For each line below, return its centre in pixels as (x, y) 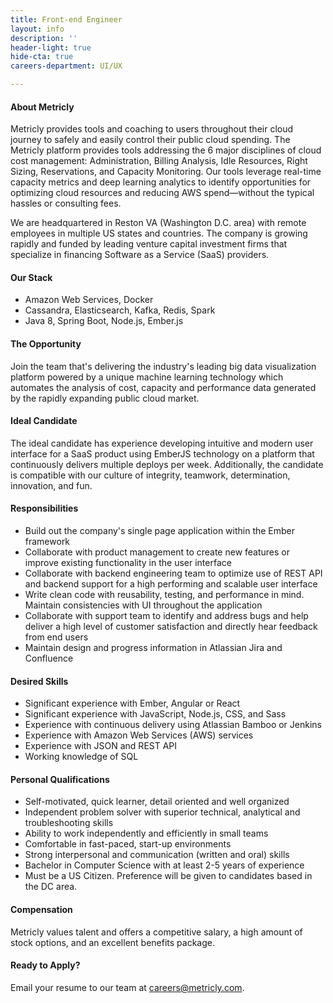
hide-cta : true (42, 57)
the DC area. (51, 887)
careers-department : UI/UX (66, 66)
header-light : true (51, 47)
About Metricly (42, 107)
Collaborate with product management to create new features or (157, 552)
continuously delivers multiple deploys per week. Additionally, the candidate (167, 464)
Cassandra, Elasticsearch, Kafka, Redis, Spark (120, 310)
